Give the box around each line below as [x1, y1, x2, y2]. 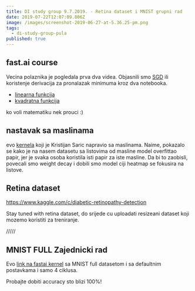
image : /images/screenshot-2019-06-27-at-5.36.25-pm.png [6, 19, 149, 25]
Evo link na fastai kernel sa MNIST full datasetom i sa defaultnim [6, 260, 162, 267]
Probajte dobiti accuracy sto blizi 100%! [6, 278, 102, 285]
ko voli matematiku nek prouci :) [6, 108, 83, 115]
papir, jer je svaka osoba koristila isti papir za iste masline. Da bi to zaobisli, [6, 153, 188, 160]
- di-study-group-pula [11, 31, 67, 36]
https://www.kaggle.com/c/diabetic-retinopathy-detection [6, 199, 147, 206]
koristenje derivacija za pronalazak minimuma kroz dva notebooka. [6, 79, 168, 86]
